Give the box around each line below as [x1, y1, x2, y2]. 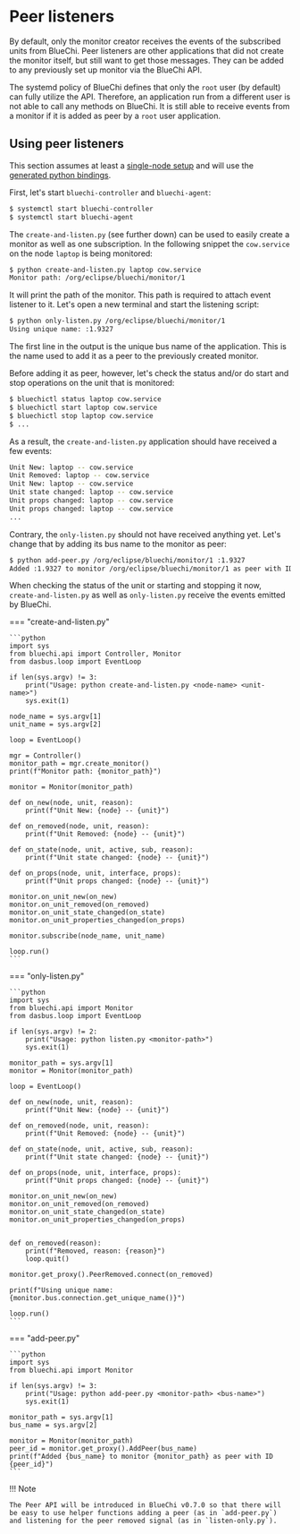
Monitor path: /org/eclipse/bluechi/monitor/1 [9, 273, 186, 283]
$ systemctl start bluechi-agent [9, 212, 134, 221]
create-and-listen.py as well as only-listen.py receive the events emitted [9, 589, 286, 601]
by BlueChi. [9, 599, 52, 610]
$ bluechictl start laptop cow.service [9, 403, 158, 412]
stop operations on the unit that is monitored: [9, 378, 175, 388]
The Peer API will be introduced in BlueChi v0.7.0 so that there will [9, 1501, 281, 1510]
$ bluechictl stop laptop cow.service [9, 411, 154, 420]
